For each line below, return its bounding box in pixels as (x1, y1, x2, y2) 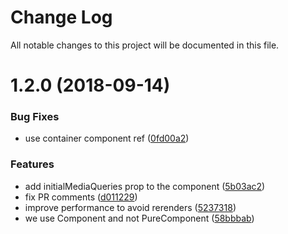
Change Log (10, 6, 113, 29)
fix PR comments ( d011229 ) (24, 191, 138, 203)
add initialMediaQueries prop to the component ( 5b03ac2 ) (24, 180, 266, 192)
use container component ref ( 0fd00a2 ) (24, 132, 190, 145)
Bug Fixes (10, 110, 60, 124)
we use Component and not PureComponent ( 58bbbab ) (24, 212, 255, 224)
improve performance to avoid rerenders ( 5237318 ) (24, 201, 237, 213)
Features (10, 157, 55, 171)
